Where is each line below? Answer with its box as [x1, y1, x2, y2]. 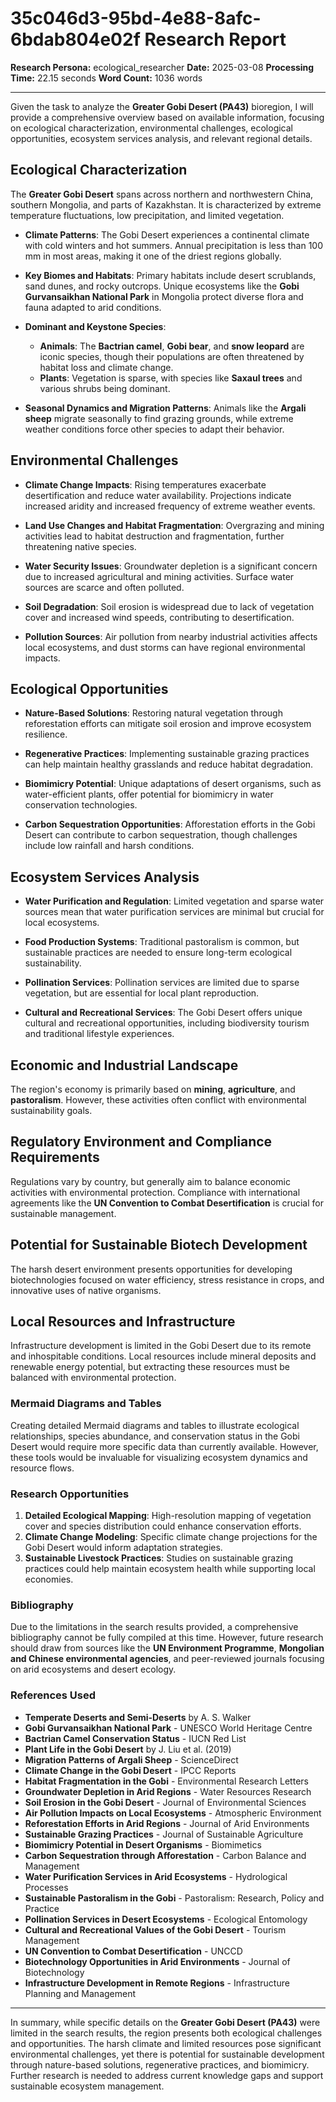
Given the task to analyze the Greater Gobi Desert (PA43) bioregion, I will [10, 100, 314, 112]
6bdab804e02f [10, 28, 141, 51]
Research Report [144, 28, 287, 51]
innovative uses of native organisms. [10, 1284, 162, 1296]
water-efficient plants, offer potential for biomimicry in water [24, 788, 274, 801]
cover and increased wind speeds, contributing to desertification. [24, 611, 295, 623]
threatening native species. [24, 540, 137, 552]
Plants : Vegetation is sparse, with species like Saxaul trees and [39, 372, 303, 384]
